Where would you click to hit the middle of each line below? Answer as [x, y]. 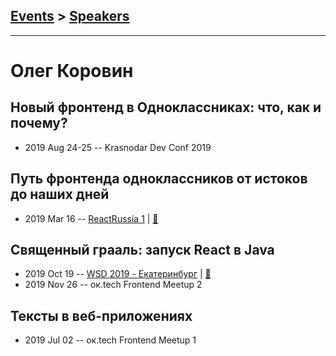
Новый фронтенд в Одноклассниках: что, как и [166, 107]
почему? [39, 123]
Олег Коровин [72, 71]
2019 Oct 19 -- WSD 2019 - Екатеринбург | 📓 [118, 274]
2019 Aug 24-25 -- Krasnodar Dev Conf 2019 [118, 147]
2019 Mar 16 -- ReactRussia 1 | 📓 [91, 218]
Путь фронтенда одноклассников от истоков [159, 179]
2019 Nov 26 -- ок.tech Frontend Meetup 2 [113, 285]
